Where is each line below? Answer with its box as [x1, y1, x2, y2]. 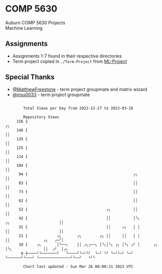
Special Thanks [5, 73, 55, 81]
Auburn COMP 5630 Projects [5, 20, 66, 26]
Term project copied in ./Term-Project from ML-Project [12, 58, 127, 64]
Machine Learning [5, 25, 43, 31]
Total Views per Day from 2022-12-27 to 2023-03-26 [23, 106, 134, 111]
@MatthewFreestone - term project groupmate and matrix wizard [12, 86, 147, 92]
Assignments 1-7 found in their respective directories [12, 53, 122, 59]
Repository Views [23, 114, 59, 120]
